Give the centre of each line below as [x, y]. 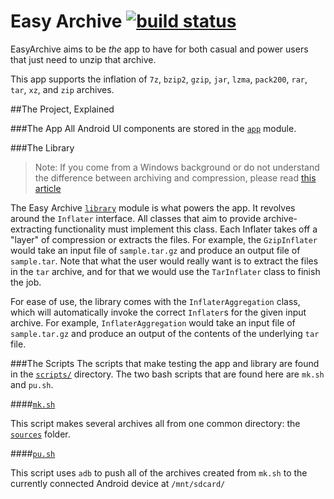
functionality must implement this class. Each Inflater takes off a [186, 229]
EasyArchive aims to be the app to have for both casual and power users [159, 49]
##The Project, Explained [62, 109]
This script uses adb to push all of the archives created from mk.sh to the [159, 472]
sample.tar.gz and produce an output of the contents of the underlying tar [165, 333]
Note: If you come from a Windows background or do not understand [177, 167]
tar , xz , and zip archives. [62, 89]
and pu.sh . [32, 384]
